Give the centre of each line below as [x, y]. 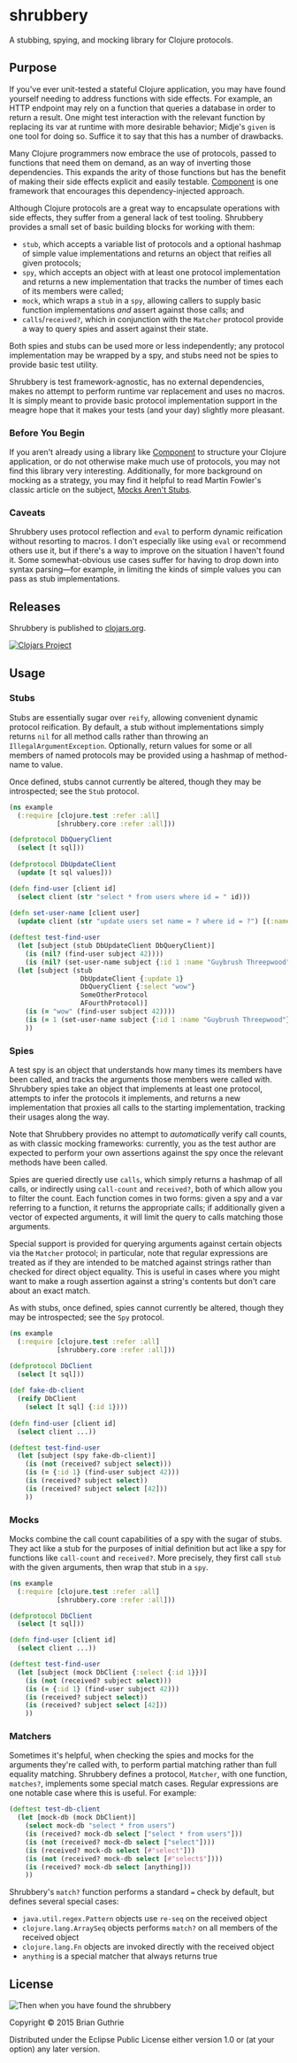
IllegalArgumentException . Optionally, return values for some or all [130, 745]
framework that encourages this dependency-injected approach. [127, 190]
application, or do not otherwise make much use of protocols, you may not [145, 462]
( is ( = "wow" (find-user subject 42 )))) [100, 1012]
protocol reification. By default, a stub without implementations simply [137, 727]
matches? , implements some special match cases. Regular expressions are [144, 1783]
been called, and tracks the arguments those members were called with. [141, 1080]
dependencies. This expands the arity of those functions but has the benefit [148, 172]
